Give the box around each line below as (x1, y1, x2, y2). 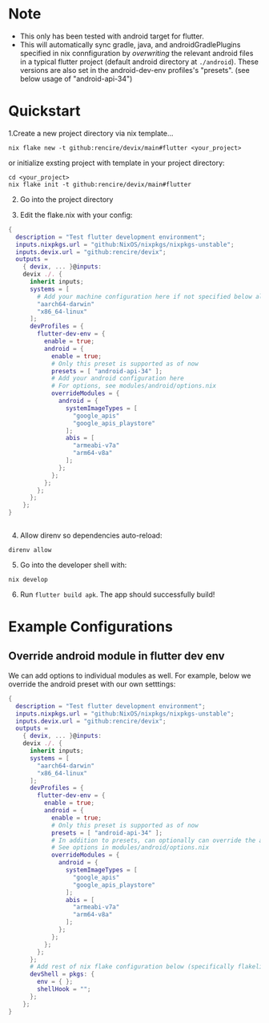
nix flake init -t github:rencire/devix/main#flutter (8, 180, 192, 188)
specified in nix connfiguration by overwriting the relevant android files (19, 48, 254, 58)
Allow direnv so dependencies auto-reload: (19, 530, 163, 540)
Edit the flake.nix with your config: (19, 210, 133, 220)
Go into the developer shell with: (19, 560, 127, 570)
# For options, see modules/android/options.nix (50, 382, 217, 390)
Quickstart (8, 102, 82, 120)
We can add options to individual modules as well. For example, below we (8, 671, 251, 680)
